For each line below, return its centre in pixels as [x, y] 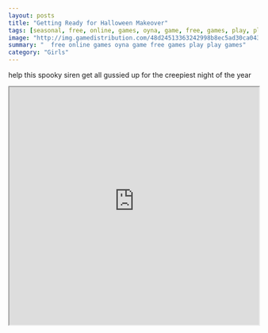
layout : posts [32, 15]
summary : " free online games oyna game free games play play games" [127, 45]
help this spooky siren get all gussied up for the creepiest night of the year [130, 75]
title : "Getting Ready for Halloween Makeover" [88, 23]
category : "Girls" [38, 52]
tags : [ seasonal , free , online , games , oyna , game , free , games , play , [129, 30]
